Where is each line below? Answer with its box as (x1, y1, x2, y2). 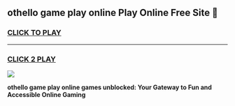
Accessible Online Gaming (7, 90, 86, 98)
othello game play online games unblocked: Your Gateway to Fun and (7, 83, 212, 91)
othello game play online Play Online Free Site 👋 (7, 7, 218, 19)
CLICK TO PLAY (7, 28, 62, 38)
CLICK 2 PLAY (7, 54, 56, 63)
